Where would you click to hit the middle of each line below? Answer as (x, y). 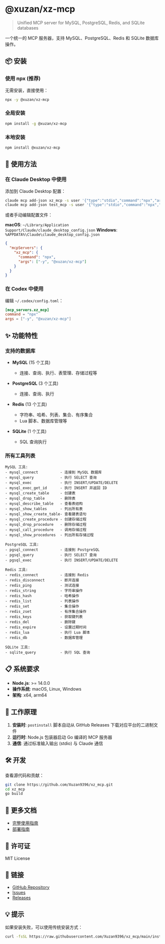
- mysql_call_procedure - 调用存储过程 (46, 530)
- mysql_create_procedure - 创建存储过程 (46, 519)
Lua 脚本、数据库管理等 (43, 421)
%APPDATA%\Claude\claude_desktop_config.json (52, 235)
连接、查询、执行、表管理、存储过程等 (58, 373)
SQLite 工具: (18, 647)
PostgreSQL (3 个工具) (35, 383)
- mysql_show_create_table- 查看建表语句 (46, 514)
